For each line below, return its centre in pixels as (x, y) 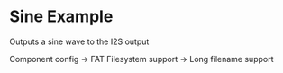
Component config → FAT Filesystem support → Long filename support (141, 59)
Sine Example (61, 17)
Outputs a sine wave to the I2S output (79, 41)
